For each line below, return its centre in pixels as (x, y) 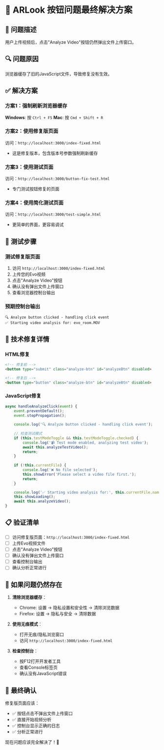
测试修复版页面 (23, 257)
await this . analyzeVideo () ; (42, 501)
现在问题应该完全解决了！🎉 (32, 742)
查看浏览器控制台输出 (33, 293)
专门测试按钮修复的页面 (36, 189)
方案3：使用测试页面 (29, 167)
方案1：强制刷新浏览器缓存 (36, 106)
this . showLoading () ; (35, 497)
